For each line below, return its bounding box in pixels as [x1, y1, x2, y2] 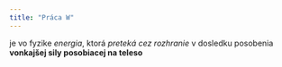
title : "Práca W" [9, 13, 75, 22]
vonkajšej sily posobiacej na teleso [9, 46, 143, 58]
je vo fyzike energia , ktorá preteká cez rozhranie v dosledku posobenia [9, 38, 274, 48]
